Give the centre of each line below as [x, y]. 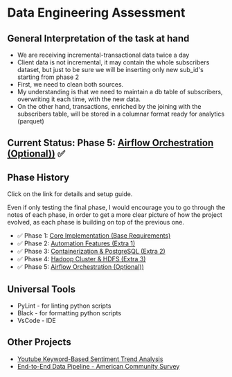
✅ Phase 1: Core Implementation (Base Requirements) [94, 236]
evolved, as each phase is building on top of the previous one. [96, 222]
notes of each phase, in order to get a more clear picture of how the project [115, 215]
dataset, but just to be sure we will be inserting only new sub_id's [110, 70]
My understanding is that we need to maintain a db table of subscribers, [120, 92]
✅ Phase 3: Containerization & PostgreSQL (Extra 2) [91, 252]
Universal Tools [42, 289]
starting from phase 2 [48, 77]
